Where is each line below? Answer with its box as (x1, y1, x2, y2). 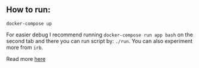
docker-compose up (6, 20, 52, 26)
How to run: (6, 5, 51, 15)
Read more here (6, 55, 46, 62)
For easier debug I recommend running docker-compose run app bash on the (6, 31, 193, 38)
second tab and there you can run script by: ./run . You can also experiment (6, 37, 193, 44)
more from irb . (6, 44, 44, 51)
